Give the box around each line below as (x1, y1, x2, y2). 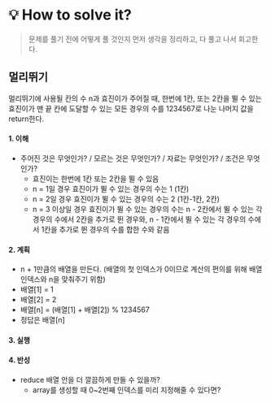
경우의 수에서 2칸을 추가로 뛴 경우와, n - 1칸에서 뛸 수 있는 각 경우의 (32, 214, 247, 224)
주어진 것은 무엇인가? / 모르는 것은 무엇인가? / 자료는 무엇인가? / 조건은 (20, 153, 246, 163)
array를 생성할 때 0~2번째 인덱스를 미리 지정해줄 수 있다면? (32, 384, 221, 395)
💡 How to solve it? (8, 6, 132, 24)
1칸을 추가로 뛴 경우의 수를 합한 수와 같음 (41, 224, 170, 234)
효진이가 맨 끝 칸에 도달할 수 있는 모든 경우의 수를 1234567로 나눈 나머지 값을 (8, 103, 254, 113)
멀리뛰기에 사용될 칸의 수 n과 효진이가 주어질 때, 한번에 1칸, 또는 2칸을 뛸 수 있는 (8, 93, 262, 103)
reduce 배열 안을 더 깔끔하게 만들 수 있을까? (20, 375, 160, 384)
